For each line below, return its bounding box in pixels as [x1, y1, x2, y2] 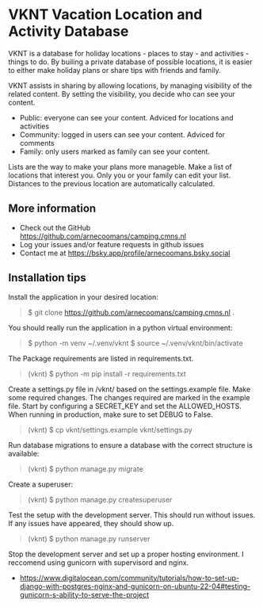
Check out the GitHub [19, 223, 91, 232]
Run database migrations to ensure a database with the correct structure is [8, 440, 253, 449]
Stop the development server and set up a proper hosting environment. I [8, 549, 244, 559]
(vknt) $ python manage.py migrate [27, 464, 144, 473]
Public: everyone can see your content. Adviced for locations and [19, 113, 234, 122]
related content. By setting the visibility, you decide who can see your [8, 89, 235, 98]
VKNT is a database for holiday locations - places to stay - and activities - [8, 48, 250, 58]
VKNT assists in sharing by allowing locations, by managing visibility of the [8, 81, 252, 90]
